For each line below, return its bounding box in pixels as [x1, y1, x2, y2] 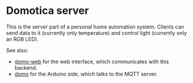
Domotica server [6, 4, 89, 17]
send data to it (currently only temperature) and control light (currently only [6, 29, 187, 36]
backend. [14, 64, 37, 71]
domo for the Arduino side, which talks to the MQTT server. [14, 70, 158, 77]
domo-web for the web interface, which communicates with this [14, 58, 170, 65]
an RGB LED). [6, 35, 39, 42]
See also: [6, 46, 29, 53]
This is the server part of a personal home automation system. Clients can [6, 23, 184, 30]
